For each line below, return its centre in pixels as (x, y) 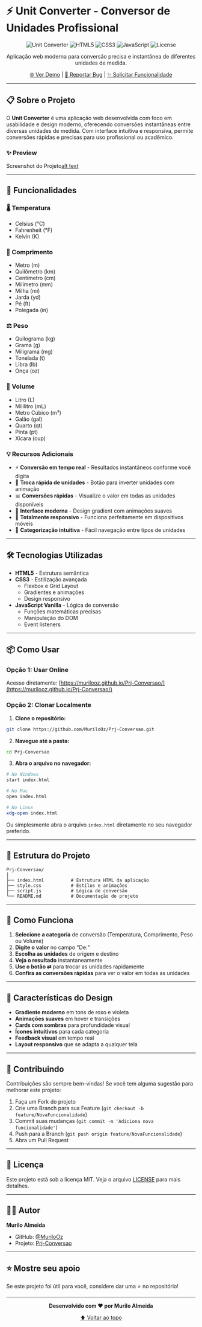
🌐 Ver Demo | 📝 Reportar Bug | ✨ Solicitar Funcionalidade (101, 74)
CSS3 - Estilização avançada (51, 579)
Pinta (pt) (26, 432)
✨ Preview (22, 153)
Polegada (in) (32, 310)
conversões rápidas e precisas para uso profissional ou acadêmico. (90, 137)
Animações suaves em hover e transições (68, 1019)
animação (27, 488)
